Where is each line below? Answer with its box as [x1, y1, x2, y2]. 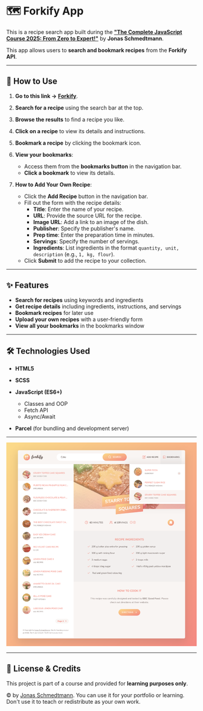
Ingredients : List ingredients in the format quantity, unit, [33, 244, 179, 251]
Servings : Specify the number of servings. [33, 237, 140, 245]
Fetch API [24, 406, 48, 414]
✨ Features [6, 280, 49, 291]
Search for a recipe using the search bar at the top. [14, 104, 144, 111]
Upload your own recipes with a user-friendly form [14, 316, 143, 323]
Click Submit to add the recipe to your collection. [24, 257, 147, 264]
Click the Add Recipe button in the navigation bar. [24, 193, 149, 200]
